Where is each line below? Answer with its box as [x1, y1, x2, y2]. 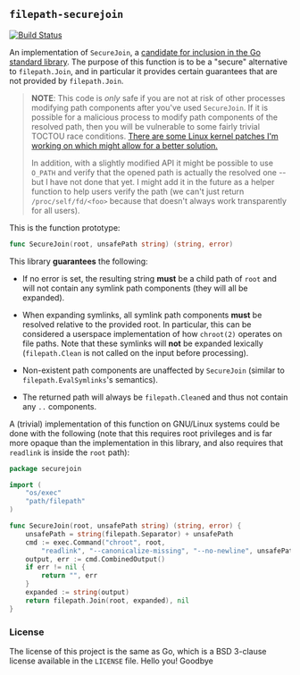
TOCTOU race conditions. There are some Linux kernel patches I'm [30, 131, 279, 141]
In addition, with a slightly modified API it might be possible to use [30, 157, 274, 168]
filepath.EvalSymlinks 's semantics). [21, 374, 159, 384]
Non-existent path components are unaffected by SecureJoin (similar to [21, 365, 286, 375]
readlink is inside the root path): [9, 447, 130, 458]
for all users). [30, 205, 80, 215]
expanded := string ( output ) [25, 588, 129, 597]
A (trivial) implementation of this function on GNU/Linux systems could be [9, 418, 280, 429]
